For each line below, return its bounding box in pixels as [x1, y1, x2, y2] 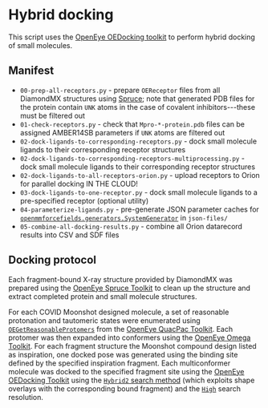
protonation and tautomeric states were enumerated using [8, 315, 201, 325]
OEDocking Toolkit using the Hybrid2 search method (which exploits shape [8, 375, 255, 385]
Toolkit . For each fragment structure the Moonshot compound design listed [8, 341, 257, 350]
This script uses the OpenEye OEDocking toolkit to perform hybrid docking [8, 32, 255, 42]
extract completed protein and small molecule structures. [8, 291, 197, 301]
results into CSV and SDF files [19, 230, 120, 240]
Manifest [8, 64, 55, 78]
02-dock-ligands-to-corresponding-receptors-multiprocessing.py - [19, 153, 245, 163]
